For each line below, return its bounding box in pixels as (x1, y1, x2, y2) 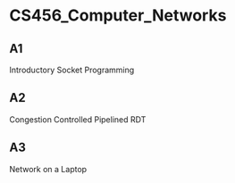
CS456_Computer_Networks (9, 5, 227, 26)
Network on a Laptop (9, 163, 88, 174)
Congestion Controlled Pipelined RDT (9, 113, 147, 125)
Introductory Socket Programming (9, 64, 135, 75)
